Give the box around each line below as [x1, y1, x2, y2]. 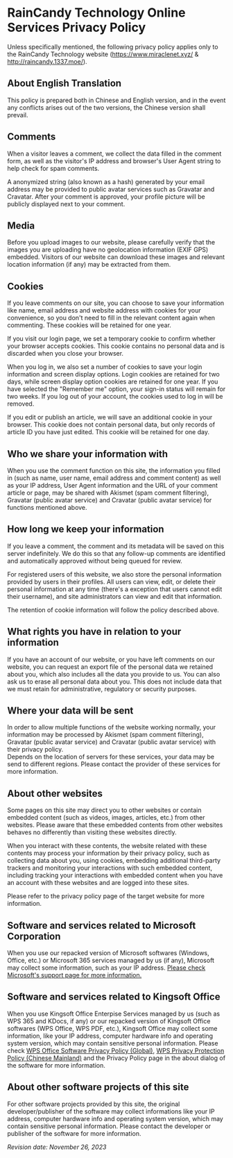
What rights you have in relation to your [7, 626, 182, 638]
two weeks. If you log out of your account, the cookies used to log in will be [7, 392, 223, 401]
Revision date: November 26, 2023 [7, 1143, 107, 1151]
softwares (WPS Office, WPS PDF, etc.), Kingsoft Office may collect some [7, 1024, 218, 1032]
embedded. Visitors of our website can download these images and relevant [7, 253, 225, 261]
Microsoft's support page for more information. [7, 971, 142, 979]
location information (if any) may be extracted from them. [7, 260, 171, 269]
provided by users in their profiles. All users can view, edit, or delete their [7, 577, 216, 586]
